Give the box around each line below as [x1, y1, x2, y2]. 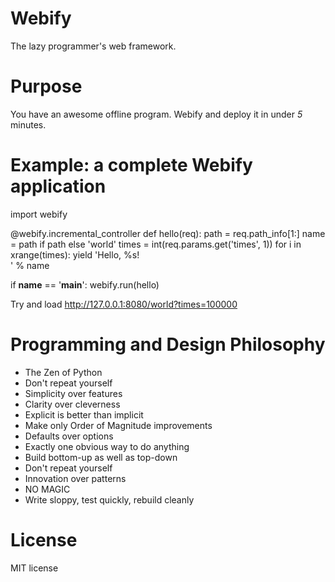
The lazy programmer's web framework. [10, 40, 177, 52]
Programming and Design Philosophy [10, 333, 326, 356]
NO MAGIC [24, 483, 71, 495]
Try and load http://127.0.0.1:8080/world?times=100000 [10, 298, 238, 310]
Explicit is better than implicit [24, 408, 144, 421]
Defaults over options [24, 430, 114, 442]
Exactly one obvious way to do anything [24, 440, 190, 452]
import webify [10, 208, 68, 220]
